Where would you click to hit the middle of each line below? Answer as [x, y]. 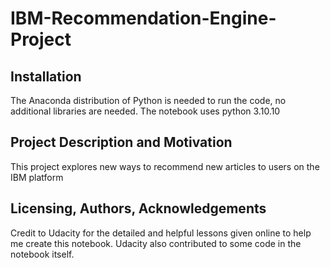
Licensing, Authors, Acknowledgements [138, 208]
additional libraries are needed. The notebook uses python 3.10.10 [145, 111]
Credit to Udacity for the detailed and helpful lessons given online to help [161, 233]
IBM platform [37, 177]
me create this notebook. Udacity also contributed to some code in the [156, 243]
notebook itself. [42, 254]
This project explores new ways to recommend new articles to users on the [165, 166]
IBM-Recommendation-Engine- [143, 18]
